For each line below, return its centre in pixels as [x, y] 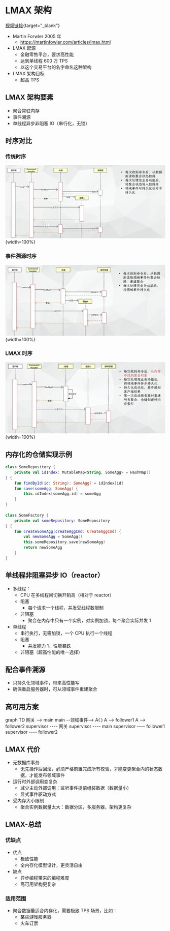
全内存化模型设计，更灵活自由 [51, 865]
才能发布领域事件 [47, 775]
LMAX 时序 [19, 353]
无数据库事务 [26, 763]
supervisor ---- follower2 [32, 732]
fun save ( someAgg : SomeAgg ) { [46, 489]
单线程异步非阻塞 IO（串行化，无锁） [51, 123]
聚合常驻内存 [26, 110]
